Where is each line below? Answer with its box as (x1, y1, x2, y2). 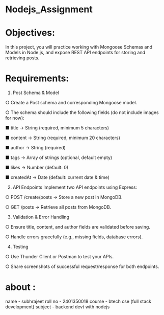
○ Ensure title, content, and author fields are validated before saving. (5, 224, 150, 230)
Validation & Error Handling (12, 214, 70, 220)
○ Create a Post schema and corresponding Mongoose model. (5, 100, 138, 106)
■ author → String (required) (5, 145, 66, 151)
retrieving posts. (5, 55, 40, 61)
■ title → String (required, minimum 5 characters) (5, 125, 110, 131)
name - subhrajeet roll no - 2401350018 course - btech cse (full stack (5, 298, 152, 304)
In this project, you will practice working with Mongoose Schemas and (5, 44, 153, 50)
